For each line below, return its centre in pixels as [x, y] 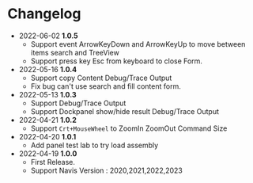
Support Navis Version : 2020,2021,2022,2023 [107, 170]
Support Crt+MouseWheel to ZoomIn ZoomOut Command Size [129, 128]
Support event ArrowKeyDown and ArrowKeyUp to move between [138, 44]
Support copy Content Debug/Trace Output [101, 78]
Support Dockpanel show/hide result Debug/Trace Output [125, 111]
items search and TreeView [75, 52]
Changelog [44, 14]
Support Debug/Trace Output [78, 103]
